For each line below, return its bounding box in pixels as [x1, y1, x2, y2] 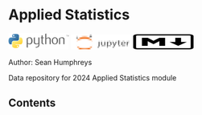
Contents [8, 97, 56, 110]
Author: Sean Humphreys [8, 57, 93, 67]
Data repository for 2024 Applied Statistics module [8, 72, 177, 82]
